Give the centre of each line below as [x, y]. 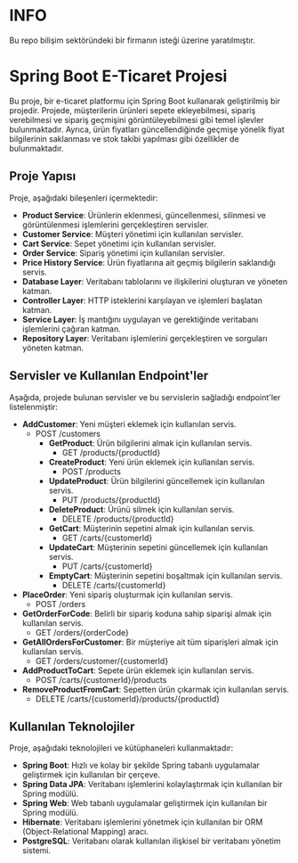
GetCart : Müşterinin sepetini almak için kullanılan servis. [152, 528]
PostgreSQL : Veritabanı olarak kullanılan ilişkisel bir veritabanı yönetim [151, 841]
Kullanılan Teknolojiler [72, 726]
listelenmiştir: [33, 407]
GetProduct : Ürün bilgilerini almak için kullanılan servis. [150, 443]
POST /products [92, 471]
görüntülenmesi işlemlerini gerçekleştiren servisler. [115, 225]
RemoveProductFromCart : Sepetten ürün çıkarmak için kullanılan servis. [155, 689]
